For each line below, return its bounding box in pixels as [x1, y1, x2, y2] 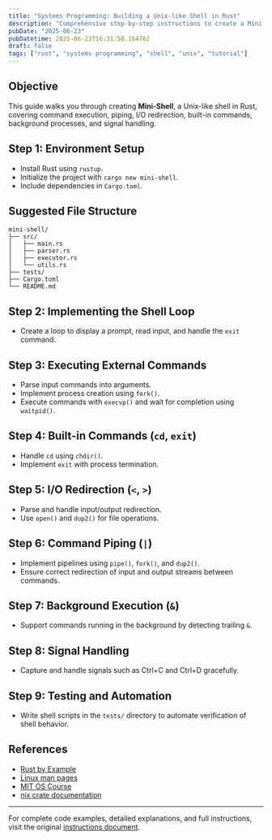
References [8, 743, 68, 756]
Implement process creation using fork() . [19, 389, 160, 398]
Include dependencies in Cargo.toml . [19, 180, 143, 191]
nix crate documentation [19, 790, 102, 799]
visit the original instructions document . [8, 821, 140, 832]
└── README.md [8, 282, 57, 291]
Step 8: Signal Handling [8, 644, 130, 657]
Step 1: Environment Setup [8, 142, 145, 156]
